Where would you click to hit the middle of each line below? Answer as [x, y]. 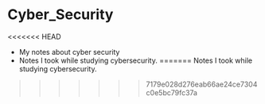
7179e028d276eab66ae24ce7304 [202, 84]
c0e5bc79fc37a [172, 92]
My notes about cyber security [69, 52]
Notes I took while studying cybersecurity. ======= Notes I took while [136, 60]
